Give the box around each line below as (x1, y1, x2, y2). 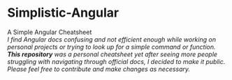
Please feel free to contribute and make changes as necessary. (7, 65, 191, 73)
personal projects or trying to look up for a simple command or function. (7, 42, 216, 51)
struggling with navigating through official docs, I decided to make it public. (7, 57, 226, 65)
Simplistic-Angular (7, 5, 119, 21)
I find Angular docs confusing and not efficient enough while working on (7, 35, 217, 43)
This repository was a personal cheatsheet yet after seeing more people (7, 50, 218, 58)
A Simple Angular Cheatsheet (7, 28, 92, 36)
